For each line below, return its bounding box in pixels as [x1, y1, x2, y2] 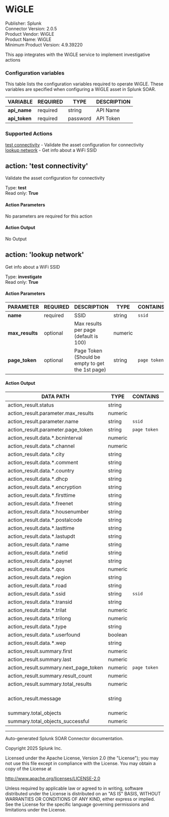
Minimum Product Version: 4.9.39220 [5, 41, 83, 47]
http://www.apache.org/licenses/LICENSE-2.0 [5, 775, 101, 781]
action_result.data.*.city [8, 450, 65, 457]
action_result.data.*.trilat [8, 606, 67, 614]
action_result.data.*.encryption [8, 483, 81, 490]
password [67, 115, 92, 122]
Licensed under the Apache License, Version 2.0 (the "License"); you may [5, 755, 159, 761]
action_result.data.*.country [8, 467, 74, 474]
